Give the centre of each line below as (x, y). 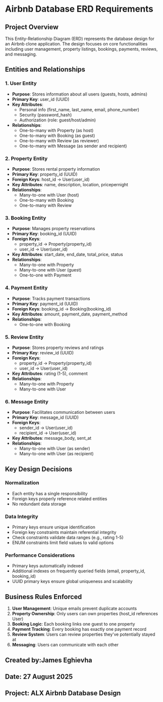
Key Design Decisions (39, 469)
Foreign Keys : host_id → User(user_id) (51, 179)
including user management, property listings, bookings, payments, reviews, (81, 49)
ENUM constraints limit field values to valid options (63, 543)
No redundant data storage (39, 504)
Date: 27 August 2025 (39, 677)
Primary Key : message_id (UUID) (45, 417)
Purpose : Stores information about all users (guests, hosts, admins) (80, 94)
